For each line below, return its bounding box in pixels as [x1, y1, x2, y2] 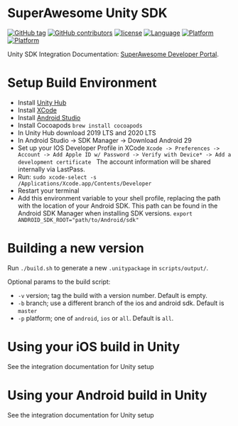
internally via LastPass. [17, 165, 85, 174]
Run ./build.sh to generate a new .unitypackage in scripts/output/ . [7, 263, 209, 272]
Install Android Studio [17, 113, 81, 122]
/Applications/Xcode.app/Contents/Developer [17, 180, 152, 187]
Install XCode [17, 105, 57, 115]
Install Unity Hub [17, 98, 67, 107]
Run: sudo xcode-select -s [17, 172, 97, 181]
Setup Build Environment [7, 75, 157, 91]
